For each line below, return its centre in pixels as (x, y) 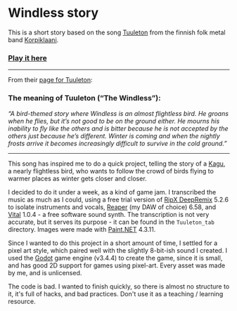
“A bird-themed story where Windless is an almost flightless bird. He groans (118, 113)
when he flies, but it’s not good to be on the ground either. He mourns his (114, 121)
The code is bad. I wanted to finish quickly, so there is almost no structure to (119, 286)
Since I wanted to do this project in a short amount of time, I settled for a (113, 243)
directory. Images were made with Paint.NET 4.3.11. (82, 229)
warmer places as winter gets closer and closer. (77, 178)
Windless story (53, 13)
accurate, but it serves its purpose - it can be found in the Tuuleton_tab (111, 222)
